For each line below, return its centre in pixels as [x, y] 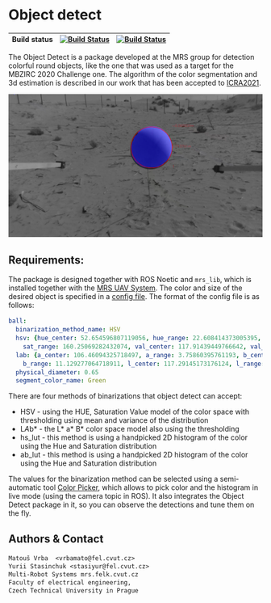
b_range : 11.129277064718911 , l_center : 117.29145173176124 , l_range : [144, 364]
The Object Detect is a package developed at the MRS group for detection [131, 57]
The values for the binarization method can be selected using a [113, 479]
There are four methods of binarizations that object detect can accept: [125, 396]
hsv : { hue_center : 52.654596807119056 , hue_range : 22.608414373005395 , [139, 338]
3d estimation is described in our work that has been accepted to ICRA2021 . [135, 82]
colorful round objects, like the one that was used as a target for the [121, 65]
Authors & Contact [56, 539]
